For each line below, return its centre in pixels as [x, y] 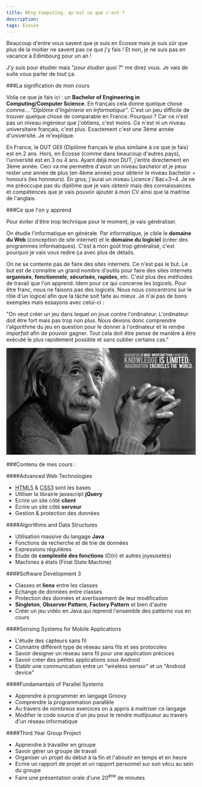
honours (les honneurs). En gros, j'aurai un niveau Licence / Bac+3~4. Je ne [101, 179]
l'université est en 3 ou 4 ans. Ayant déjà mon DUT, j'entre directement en [98, 160]
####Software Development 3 [44, 574]
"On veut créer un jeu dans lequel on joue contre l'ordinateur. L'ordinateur [97, 314]
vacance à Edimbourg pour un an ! [49, 56]
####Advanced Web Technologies [49, 476]
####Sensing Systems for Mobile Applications [64, 629]
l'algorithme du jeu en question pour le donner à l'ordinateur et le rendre [96, 327]
